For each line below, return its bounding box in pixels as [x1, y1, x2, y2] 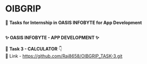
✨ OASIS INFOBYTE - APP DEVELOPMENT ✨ [5, 34, 100, 40]
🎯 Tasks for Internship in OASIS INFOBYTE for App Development [5, 19, 142, 25]
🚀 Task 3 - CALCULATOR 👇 [5, 45, 62, 51]
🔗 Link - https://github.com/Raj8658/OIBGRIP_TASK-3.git [5, 53, 123, 59]
